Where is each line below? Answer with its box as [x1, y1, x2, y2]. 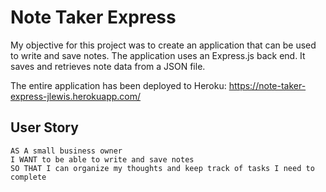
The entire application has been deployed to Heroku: [10, 79, 227, 91]
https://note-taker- [228, 79, 307, 91]
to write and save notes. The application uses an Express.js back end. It [10, 49, 306, 61]
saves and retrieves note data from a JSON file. [10, 60, 206, 72]
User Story [10, 119, 79, 136]
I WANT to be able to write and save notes [10, 154, 195, 165]
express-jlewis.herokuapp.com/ [10, 90, 142, 102]
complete [10, 172, 47, 182]
